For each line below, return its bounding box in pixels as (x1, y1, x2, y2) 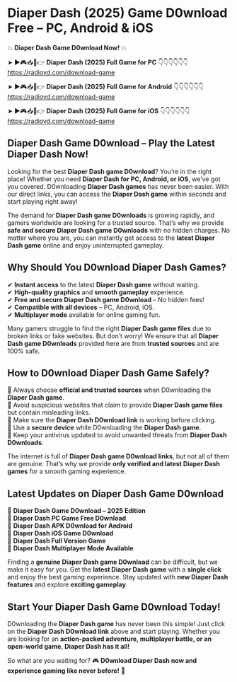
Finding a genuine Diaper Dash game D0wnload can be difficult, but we (7, 557, 218, 567)
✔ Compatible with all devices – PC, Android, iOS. (7, 303, 155, 311)
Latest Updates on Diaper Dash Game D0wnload (7, 487, 224, 499)
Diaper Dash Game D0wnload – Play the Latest (7, 137, 216, 149)
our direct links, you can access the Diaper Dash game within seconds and (7, 190, 226, 198)
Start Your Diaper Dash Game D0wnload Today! (7, 601, 221, 613)
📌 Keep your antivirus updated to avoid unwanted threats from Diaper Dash (7, 431, 228, 439)
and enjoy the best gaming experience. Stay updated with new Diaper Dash (7, 573, 229, 582)
